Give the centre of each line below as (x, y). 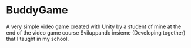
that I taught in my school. (38, 39)
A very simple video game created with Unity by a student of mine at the (94, 26)
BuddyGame (37, 10)
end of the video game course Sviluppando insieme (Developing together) (96, 32)
